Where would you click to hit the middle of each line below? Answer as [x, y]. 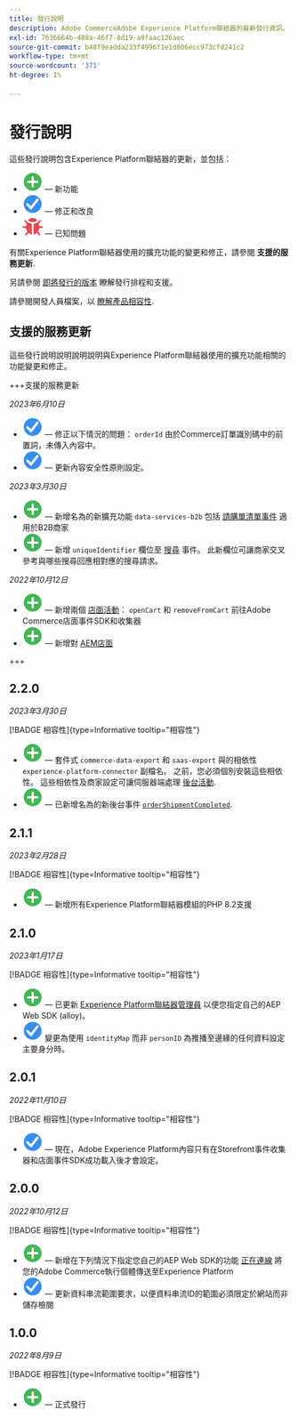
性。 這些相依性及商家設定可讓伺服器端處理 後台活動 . [119, 782]
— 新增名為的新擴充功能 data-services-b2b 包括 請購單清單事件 [161, 516]
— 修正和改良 [69, 211]
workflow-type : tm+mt [49, 56]
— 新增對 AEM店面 [79, 643]
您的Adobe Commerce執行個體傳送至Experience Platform [128, 1271]
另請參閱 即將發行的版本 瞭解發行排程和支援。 [93, 282]
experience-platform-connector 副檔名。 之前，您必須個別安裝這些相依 [152, 771]
